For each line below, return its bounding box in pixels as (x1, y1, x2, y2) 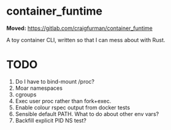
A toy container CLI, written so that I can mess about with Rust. (6, 36, 165, 43)
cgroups (15, 90, 37, 98)
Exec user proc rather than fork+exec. (15, 97, 112, 104)
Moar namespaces (15, 84, 63, 92)
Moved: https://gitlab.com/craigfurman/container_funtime (6, 24, 153, 32)
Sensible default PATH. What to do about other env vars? (15, 110, 159, 117)
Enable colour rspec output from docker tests (15, 104, 131, 111)
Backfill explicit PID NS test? (15, 117, 87, 124)
